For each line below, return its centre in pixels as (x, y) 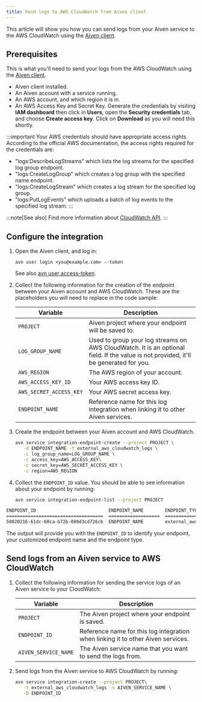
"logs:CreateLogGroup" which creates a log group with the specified (100, 174)
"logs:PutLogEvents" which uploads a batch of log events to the (94, 200)
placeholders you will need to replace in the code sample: (86, 298)
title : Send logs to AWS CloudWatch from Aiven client (76, 12)
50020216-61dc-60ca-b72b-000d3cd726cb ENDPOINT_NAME (75, 522)
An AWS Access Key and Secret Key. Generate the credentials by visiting (105, 106)
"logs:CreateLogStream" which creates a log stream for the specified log (105, 187)
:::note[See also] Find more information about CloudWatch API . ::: (87, 218)
